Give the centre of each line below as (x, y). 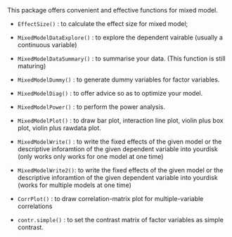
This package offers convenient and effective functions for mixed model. (112, 10)
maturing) (32, 66)
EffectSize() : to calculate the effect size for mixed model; (103, 24)
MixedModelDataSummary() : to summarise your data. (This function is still (122, 58)
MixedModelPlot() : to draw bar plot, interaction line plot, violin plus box (120, 120)
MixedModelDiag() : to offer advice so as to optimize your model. (110, 93)
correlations (35, 206)
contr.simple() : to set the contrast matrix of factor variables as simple (120, 220)
